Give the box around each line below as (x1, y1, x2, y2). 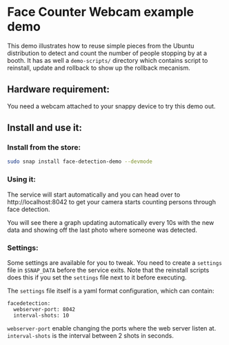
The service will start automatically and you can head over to (7, 190, 181, 199)
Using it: (7, 175, 36, 184)
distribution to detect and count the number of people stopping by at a (7, 49, 208, 57)
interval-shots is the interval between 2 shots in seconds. (7, 331, 174, 339)
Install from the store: (7, 143, 81, 152)
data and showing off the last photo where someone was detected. (7, 226, 198, 234)
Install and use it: (7, 122, 83, 134)
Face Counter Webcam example (7, 4, 195, 20)
